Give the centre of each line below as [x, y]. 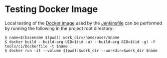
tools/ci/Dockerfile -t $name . [38, 46]
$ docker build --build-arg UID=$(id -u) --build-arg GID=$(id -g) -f [80, 42]
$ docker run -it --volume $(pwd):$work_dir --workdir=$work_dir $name [81, 50]
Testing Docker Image [51, 9]
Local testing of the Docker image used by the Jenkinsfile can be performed [83, 23]
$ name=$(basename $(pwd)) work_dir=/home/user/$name [62, 37]
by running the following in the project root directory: [59, 28]
